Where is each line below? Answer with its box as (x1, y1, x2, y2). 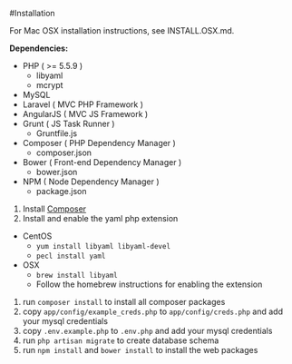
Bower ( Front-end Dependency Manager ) (22, 157, 182, 167)
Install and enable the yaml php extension (22, 213, 179, 223)
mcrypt (35, 80, 63, 90)
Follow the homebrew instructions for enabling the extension (35, 279, 263, 290)
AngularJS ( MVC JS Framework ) (22, 109, 149, 119)
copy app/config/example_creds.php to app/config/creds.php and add (22, 306, 284, 317)
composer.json (35, 147, 92, 158)
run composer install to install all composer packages (22, 297, 226, 307)
